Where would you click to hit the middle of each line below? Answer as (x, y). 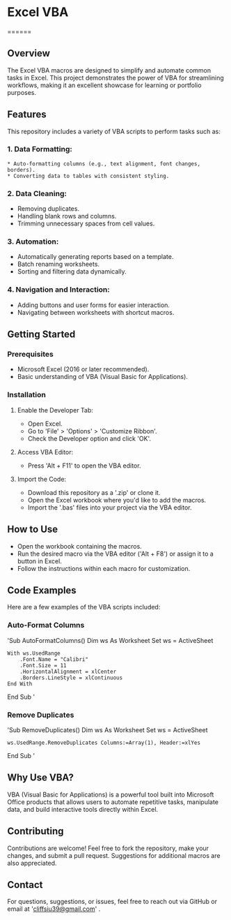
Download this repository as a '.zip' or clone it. (94, 492)
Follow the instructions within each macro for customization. (104, 568)
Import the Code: (42, 479)
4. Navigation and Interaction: (58, 290)
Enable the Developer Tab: (55, 410)
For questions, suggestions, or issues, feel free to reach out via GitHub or (112, 902)
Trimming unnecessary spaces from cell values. (86, 223)
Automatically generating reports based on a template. (95, 257)
